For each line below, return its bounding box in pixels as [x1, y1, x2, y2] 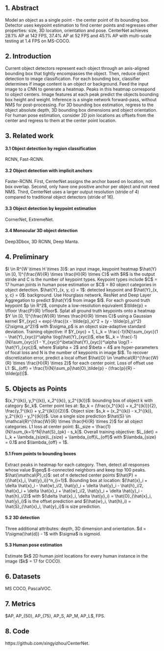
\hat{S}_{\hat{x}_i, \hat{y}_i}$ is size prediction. [5, 503, 101, 509]
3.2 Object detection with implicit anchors [5, 167, 93, 174]
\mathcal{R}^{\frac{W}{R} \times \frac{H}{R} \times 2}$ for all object [5, 418, 143, 424]
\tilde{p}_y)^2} [113, 318, 142, 324]
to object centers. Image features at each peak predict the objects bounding [5, 91, 159, 97]
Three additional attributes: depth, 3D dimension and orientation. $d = [5, 526, 146, 532]
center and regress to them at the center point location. [5, 118, 117, 123]
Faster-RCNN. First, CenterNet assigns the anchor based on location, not [5, 178, 153, 184]
